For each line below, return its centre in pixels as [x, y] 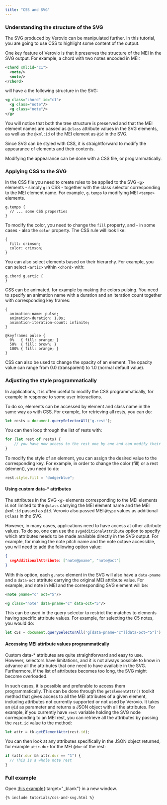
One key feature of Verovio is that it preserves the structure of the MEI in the [83, 53]
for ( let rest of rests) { [33, 439]
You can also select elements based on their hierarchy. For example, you [80, 262]
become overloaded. [26, 676]
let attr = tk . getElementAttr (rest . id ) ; [48, 732]
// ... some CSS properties [39, 212]
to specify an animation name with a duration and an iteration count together [83, 295]
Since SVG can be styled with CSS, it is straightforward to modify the [76, 143]
